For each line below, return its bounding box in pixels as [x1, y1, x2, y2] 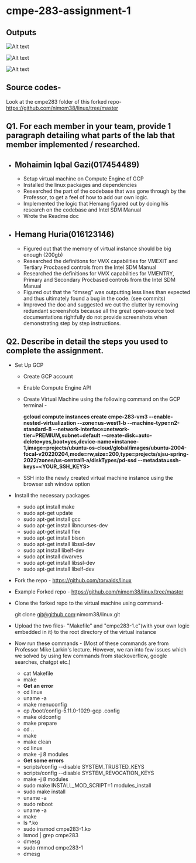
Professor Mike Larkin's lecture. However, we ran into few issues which [14, 646, 187, 653]
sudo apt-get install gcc [23, 516, 81, 523]
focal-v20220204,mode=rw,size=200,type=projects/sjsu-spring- [23, 450, 189, 458]
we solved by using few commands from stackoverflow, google [14, 652, 167, 659]
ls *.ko [23, 819, 39, 826]
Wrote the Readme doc [23, 213, 79, 220]
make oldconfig [23, 713, 61, 720]
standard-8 [23, 425, 52, 432]
